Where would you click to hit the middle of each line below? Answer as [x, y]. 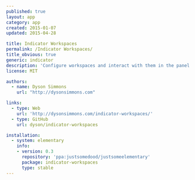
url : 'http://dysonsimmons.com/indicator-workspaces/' [85, 114]
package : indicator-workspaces [60, 162]
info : [23, 146]
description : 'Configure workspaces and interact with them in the [90, 65]
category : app [23, 22]
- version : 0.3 [35, 152]
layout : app [20, 17]
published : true [26, 11]
